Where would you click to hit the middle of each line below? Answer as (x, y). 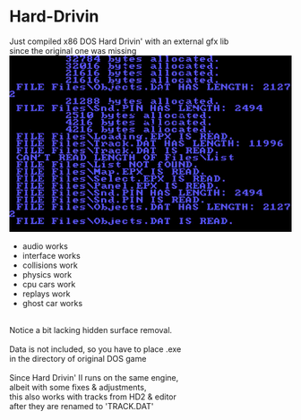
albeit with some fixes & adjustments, (78, 387)
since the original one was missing (73, 50)
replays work (46, 294)
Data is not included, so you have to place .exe (95, 349)
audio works (45, 246)
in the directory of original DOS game (78, 358)
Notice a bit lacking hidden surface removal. (91, 330)
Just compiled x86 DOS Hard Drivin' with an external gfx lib (119, 41)
